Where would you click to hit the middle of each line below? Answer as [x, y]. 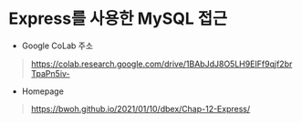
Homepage [43, 91]
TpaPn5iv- [50, 73]
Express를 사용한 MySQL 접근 [118, 19]
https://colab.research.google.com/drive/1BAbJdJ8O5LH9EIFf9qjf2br [161, 64]
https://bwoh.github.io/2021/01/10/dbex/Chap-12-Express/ [141, 108]
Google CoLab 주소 [57, 46]
